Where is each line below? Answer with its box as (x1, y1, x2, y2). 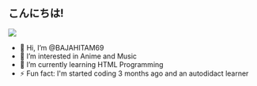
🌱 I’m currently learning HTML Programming (19, 59, 164, 69)
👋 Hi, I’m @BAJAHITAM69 (19, 43, 104, 52)
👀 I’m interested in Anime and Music (19, 51, 137, 61)
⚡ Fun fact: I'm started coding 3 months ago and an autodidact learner (19, 69, 249, 78)
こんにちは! (8, 6, 65, 21)
